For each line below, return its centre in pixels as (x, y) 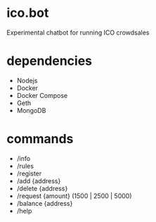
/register (29, 173)
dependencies (50, 61)
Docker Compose (42, 95)
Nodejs (27, 80)
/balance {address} (45, 203)
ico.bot (28, 13)
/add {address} (39, 180)
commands (40, 139)
